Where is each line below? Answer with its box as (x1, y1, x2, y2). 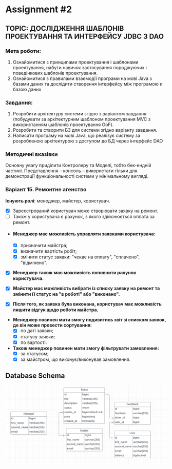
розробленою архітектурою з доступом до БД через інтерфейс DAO (12, 138, 163, 144)
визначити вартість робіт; (20, 248, 77, 254)
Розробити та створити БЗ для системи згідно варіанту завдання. (12, 127, 158, 133)
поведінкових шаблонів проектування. (12, 70, 98, 76)
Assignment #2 (5, 4, 72, 15)
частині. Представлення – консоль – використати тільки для (5, 168, 138, 174)
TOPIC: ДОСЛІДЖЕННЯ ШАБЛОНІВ (5, 24, 124, 33)
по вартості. (20, 339, 47, 345)
